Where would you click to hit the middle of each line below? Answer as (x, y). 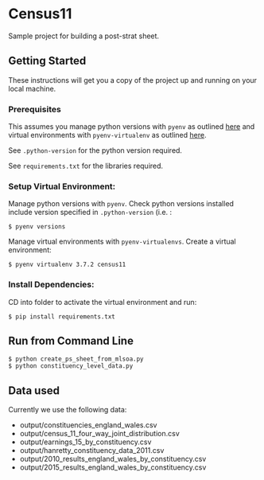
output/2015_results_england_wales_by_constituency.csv (113, 467)
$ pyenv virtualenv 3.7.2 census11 (67, 265)
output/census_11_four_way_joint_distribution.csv (100, 434)
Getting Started (47, 61)
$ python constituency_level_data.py (71, 366)
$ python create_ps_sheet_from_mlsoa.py (76, 359)
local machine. (32, 88)
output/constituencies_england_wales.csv (88, 425)
